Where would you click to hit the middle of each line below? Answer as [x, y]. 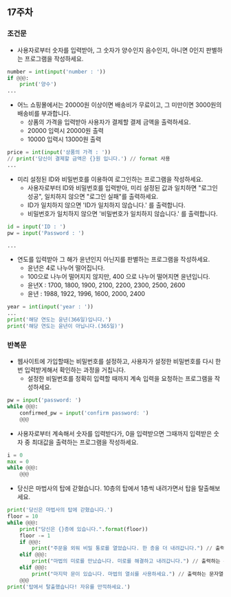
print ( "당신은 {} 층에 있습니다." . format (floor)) [84, 529]
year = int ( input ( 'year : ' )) [51, 307]
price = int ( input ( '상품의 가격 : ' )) [59, 153]
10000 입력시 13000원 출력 [64, 139]
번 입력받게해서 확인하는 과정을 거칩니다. [71, 370]
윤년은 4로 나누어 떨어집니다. [66, 268]
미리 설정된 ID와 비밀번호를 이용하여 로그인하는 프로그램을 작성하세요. [110, 179]
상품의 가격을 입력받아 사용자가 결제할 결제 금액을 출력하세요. [109, 122]
